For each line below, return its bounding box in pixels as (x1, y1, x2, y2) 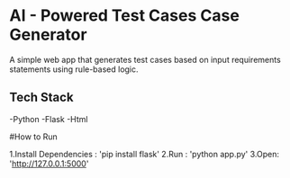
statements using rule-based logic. (9, 64, 139, 75)
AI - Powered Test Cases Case (9, 5, 240, 26)
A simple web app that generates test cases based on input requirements (9, 54, 281, 65)
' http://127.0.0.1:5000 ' (9, 158, 89, 169)
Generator (9, 24, 87, 45)
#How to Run (9, 131, 59, 142)
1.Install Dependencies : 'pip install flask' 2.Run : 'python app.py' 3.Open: (9, 148, 280, 159)
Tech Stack (9, 90, 74, 105)
